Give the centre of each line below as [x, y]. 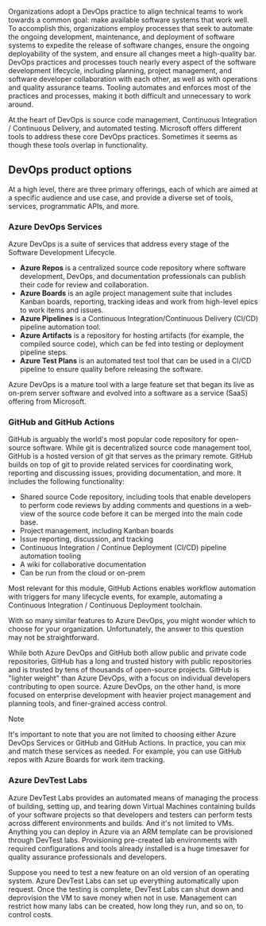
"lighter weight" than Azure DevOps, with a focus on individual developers [130, 678]
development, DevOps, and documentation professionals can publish [133, 277]
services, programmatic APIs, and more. [74, 206]
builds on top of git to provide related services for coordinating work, [121, 465]
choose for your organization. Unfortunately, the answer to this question [126, 629]
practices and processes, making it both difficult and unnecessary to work [130, 96]
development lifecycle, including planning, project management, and [120, 70]
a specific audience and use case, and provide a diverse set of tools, [121, 197]
